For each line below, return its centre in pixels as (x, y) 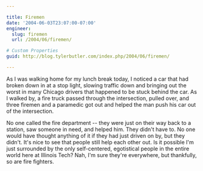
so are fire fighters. (30, 161)
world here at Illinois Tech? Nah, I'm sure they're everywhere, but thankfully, (102, 155)
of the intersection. (30, 111)
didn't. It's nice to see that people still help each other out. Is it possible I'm (100, 142)
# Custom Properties (33, 51)
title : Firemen (26, 17)
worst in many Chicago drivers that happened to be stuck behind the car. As (102, 92)
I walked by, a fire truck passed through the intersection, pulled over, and (98, 98)
